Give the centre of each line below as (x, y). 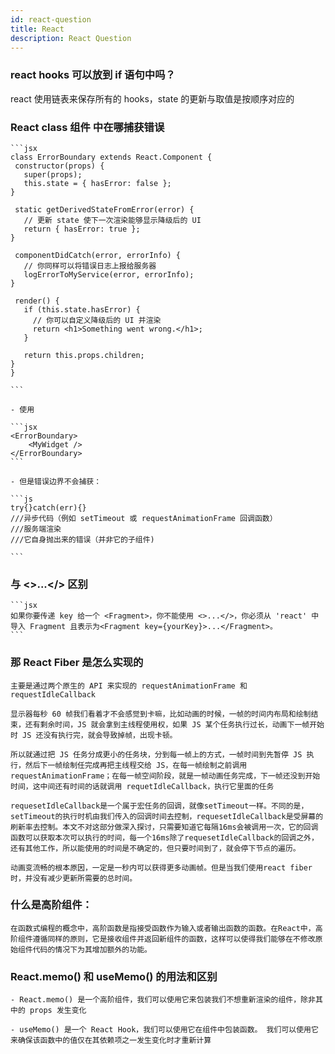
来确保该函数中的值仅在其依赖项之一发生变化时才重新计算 (111, 1041)
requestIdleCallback (53, 694)
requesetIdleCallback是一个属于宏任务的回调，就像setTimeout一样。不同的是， (159, 806)
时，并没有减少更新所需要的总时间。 (74, 878)
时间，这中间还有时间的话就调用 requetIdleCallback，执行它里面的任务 (142, 786)
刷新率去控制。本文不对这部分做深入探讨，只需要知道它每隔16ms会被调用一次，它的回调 (164, 827)
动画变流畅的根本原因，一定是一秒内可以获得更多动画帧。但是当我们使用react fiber (161, 867)
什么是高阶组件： (51, 905)
